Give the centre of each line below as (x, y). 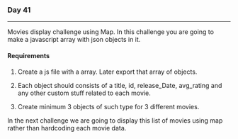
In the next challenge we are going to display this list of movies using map (115, 120)
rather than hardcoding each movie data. (67, 128)
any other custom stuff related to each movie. (84, 93)
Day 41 (19, 10)
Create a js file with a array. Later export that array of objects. (107, 72)
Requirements (29, 55)
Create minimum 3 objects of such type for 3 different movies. (108, 106)
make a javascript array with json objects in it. (74, 40)
